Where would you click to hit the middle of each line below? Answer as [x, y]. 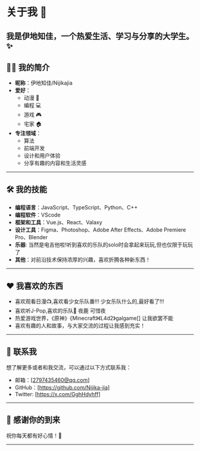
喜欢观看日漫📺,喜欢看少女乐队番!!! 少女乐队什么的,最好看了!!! [89, 301]
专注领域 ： [28, 133]
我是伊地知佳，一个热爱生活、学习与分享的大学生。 [100, 36]
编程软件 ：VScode [37, 215]
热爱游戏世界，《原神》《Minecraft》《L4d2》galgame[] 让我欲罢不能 [94, 318]
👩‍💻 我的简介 [28, 67]
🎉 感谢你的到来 [33, 420]
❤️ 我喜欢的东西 [35, 286]
